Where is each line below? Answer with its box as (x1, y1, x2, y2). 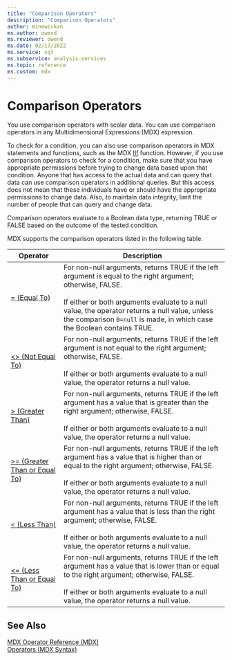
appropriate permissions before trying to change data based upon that (7, 163, 208, 172)
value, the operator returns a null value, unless (63, 306, 214, 316)
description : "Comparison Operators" (7, 17, 116, 24)
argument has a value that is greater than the (63, 398, 209, 407)
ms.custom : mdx (7, 68, 51, 75)
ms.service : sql (7, 49, 54, 56)
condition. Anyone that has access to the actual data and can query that (7, 171, 212, 179)
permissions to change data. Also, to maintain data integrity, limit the (7, 193, 202, 202)
